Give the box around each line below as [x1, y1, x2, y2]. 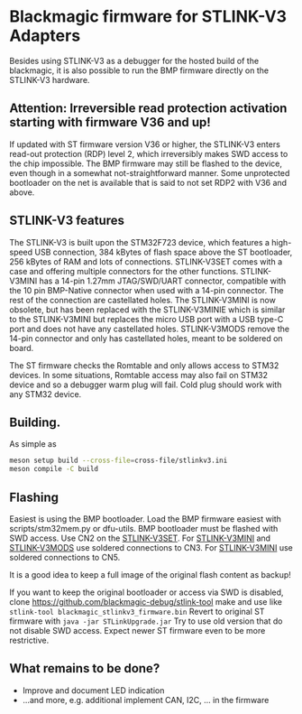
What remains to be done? [9, 661, 160, 676]
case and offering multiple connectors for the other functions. [9, 265, 239, 276]
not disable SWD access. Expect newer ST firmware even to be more [9, 625, 266, 635]
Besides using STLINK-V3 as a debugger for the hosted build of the [9, 55, 260, 66]
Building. [9, 414, 61, 430]
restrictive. [9, 635, 50, 645]
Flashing [9, 489, 59, 505]
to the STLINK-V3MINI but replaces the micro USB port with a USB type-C [9, 313, 284, 324]
